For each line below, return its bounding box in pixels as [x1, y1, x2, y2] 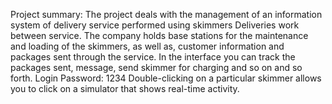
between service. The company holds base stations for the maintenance [10, 30, 309, 41]
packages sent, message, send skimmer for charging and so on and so [10, 62, 303, 73]
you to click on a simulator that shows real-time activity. [10, 83, 240, 94]
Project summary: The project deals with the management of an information [10, 9, 323, 20]
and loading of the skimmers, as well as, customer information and [10, 40, 285, 52]
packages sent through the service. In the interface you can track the [10, 51, 296, 63]
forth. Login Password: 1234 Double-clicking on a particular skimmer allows [10, 72, 322, 84]
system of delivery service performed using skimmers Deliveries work [10, 19, 300, 31]
